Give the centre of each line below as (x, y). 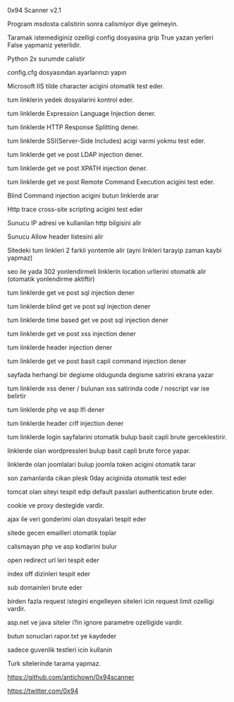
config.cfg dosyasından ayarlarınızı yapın (67, 72)
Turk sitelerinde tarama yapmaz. (54, 664)
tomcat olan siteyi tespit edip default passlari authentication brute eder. (111, 492)
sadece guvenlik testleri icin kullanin (60, 650)
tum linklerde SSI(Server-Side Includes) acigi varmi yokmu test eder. (106, 141)
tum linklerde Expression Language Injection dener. (82, 113)
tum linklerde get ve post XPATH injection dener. (78, 168)
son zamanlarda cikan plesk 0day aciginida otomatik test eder (97, 478)
